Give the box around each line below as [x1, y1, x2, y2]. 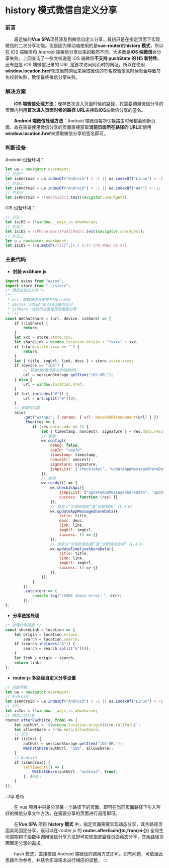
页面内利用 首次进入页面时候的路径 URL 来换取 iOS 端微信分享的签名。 [5, 107, 146, 113]
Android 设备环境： [5, 157, 45, 163]
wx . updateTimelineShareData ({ [50, 546, 114, 552]
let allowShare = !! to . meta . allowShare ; [14, 727, 100, 732]
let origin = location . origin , [14, 632, 80, 637]
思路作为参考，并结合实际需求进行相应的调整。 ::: [5, 857, 108, 863]
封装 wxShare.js [12, 268, 47, 275]
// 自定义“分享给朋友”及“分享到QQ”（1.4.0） [50, 504, 134, 509]
